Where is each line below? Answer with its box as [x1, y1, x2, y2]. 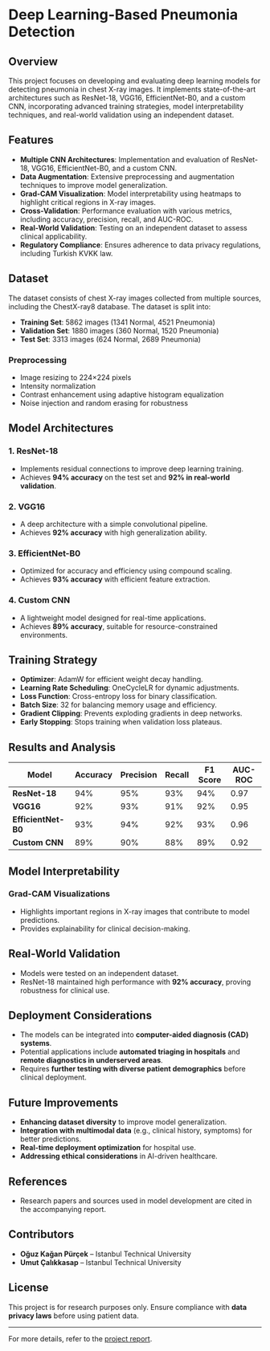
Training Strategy [8, 653, 98, 667]
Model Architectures [8, 422, 114, 435]
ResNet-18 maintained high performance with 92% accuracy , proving [19, 977, 252, 986]
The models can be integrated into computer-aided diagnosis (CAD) [19, 1030, 249, 1039]
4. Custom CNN [8, 594, 71, 606]
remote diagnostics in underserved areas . [19, 1055, 163, 1065]
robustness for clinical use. [19, 986, 110, 995]
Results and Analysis [8, 741, 117, 754]
